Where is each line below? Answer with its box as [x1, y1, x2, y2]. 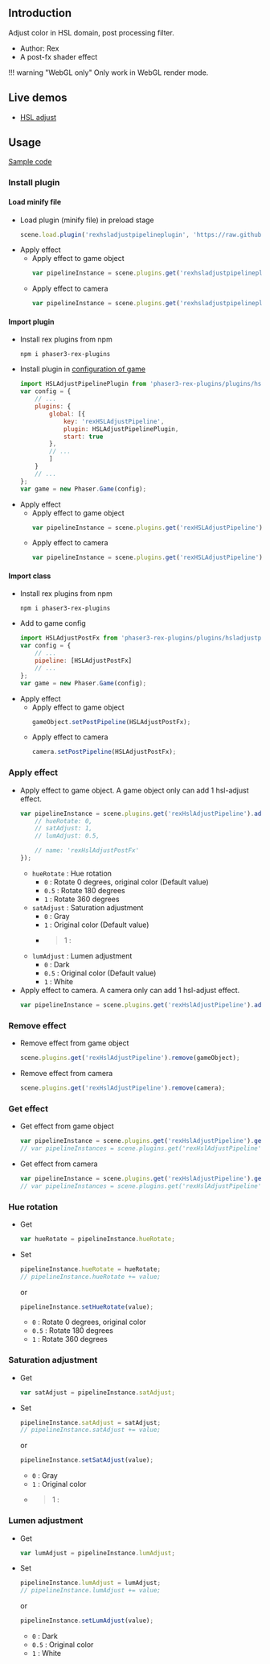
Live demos [8, 91, 67, 105]
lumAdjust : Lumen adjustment [31, 950, 133, 961]
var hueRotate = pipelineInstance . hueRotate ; [19, 1235, 175, 1243]
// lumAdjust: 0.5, [35, 832, 100, 840]
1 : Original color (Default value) [43, 920, 149, 929]
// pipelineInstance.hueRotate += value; [19, 1273, 161, 1281]
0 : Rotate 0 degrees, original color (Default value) [43, 877, 209, 887]
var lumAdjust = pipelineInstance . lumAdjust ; [19, 1549, 175, 1557]
